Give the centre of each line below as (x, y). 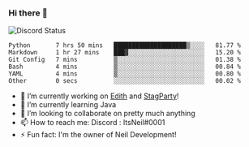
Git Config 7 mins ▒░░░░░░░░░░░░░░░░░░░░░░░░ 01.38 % (125, 60)
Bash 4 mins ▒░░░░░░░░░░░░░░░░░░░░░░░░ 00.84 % (125, 67)
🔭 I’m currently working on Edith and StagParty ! (99, 96)
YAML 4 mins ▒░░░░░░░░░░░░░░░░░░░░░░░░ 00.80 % (125, 74)
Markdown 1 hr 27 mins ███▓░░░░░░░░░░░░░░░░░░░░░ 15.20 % (125, 53)
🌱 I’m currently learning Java (68, 105)
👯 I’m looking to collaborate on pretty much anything (108, 114)
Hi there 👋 (28, 13)
